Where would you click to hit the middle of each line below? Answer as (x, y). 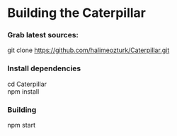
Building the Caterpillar (77, 13)
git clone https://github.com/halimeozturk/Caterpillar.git (88, 50)
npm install (23, 91)
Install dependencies (44, 68)
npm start (22, 125)
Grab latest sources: (43, 35)
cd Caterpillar (27, 84)
